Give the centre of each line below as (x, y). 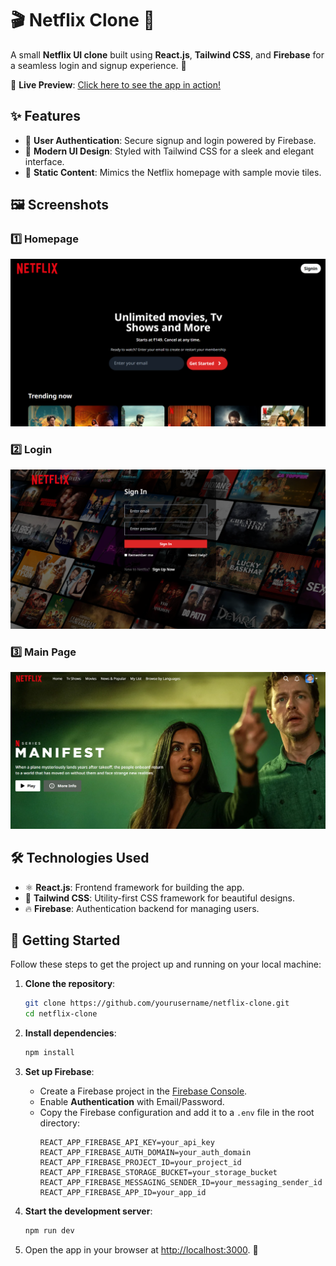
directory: (59, 1123)
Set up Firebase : (59, 1071)
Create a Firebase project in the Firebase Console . (143, 1091)
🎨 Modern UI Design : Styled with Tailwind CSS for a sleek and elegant (169, 151)
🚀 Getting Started (65, 940)
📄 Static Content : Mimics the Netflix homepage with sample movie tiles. (173, 172)
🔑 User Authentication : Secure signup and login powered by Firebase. (170, 140)
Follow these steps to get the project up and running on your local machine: (166, 964)
